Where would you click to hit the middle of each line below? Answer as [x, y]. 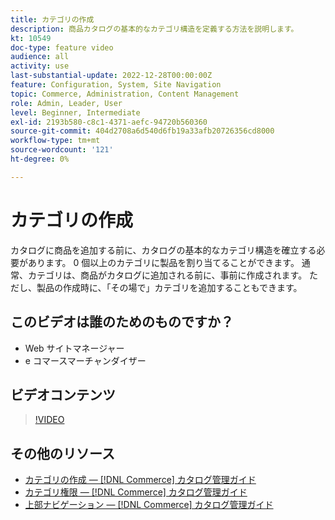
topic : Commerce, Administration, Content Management [125, 94]
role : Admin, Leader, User [66, 103]
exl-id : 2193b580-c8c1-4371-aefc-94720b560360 [109, 122]
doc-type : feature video [62, 47]
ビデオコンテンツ [63, 394]
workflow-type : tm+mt [55, 141]
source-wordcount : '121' [62, 150]
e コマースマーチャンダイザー [85, 360]
